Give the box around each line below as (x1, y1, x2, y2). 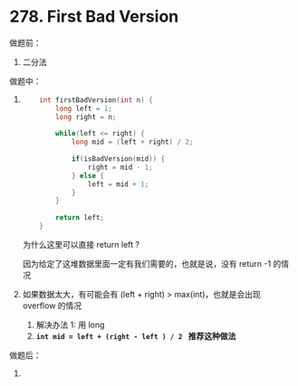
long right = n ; (55, 112, 117, 121)
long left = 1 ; (55, 104, 113, 113)
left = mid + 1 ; (87, 179, 149, 189)
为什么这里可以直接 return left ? (22, 239, 140, 249)
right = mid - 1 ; (87, 163, 153, 172)
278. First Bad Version (9, 6, 179, 27)
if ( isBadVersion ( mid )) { (71, 155, 166, 164)
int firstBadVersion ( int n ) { (39, 95, 153, 105)
